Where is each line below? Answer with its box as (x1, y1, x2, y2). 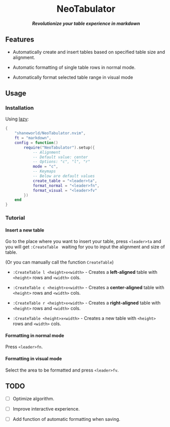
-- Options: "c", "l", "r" (32, 159, 91, 165)
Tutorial (5, 214, 25, 221)
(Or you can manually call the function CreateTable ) (5, 259, 114, 266)
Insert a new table (5, 227, 45, 233)
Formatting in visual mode (5, 356, 62, 362)
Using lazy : (5, 116, 29, 122)
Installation (5, 104, 34, 111)
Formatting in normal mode (5, 332, 65, 338)
